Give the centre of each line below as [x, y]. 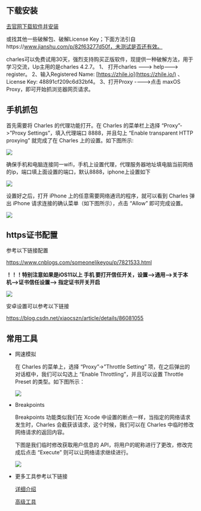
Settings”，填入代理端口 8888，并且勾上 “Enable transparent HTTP [110, 133]
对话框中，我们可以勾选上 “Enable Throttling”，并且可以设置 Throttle [99, 374]
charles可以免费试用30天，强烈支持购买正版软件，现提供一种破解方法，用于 [100, 59]
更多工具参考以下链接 [41, 476]
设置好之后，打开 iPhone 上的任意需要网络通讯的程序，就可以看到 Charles [97, 196]
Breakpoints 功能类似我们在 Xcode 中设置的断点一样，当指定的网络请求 [103, 417]
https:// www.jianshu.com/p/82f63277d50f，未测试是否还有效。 [84, 46]
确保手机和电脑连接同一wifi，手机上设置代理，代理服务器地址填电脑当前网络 [100, 164]
